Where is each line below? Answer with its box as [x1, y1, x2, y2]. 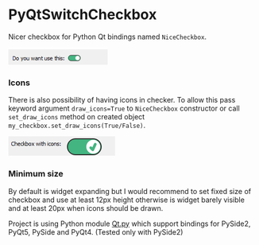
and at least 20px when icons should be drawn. [8, 203, 164, 212]
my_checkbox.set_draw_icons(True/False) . [8, 121, 146, 130]
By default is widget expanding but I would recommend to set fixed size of [8, 186, 252, 196]
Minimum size [8, 169, 64, 180]
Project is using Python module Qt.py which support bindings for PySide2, [8, 219, 251, 228]
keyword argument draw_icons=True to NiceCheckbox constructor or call [8, 103, 240, 113]
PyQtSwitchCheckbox [8, 6, 157, 24]
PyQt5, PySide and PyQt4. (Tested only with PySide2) [8, 227, 184, 236]
